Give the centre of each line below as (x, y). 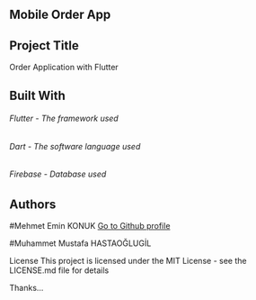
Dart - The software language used (75, 146)
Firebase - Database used (58, 174)
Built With (37, 95)
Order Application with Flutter (64, 68)
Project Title (44, 45)
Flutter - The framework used (64, 118)
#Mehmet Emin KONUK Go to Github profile (90, 226)
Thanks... (26, 288)
